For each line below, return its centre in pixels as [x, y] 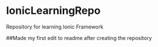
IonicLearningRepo [53, 11]
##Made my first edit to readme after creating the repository [79, 38]
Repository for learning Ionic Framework [55, 27]
